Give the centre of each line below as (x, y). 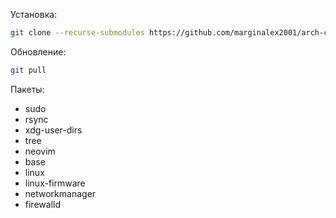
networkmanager (60, 193)
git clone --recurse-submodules (77, 33)
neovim (40, 151)
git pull (28, 70)
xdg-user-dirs (53, 130)
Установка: (34, 14)
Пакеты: (27, 89)
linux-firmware (55, 183)
